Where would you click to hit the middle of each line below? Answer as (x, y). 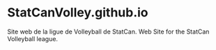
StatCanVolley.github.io (78, 13)
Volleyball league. (32, 38)
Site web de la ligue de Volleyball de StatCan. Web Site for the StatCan (108, 32)
